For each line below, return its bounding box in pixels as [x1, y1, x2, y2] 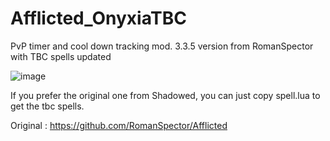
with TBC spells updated [10, 50, 112, 62]
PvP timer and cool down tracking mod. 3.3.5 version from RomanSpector [10, 40, 314, 52]
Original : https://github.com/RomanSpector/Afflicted [10, 119, 228, 131]
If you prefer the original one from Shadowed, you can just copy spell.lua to [10, 89, 321, 101]
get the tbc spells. [10, 100, 85, 112]
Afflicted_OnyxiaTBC [10, 7, 187, 30]
